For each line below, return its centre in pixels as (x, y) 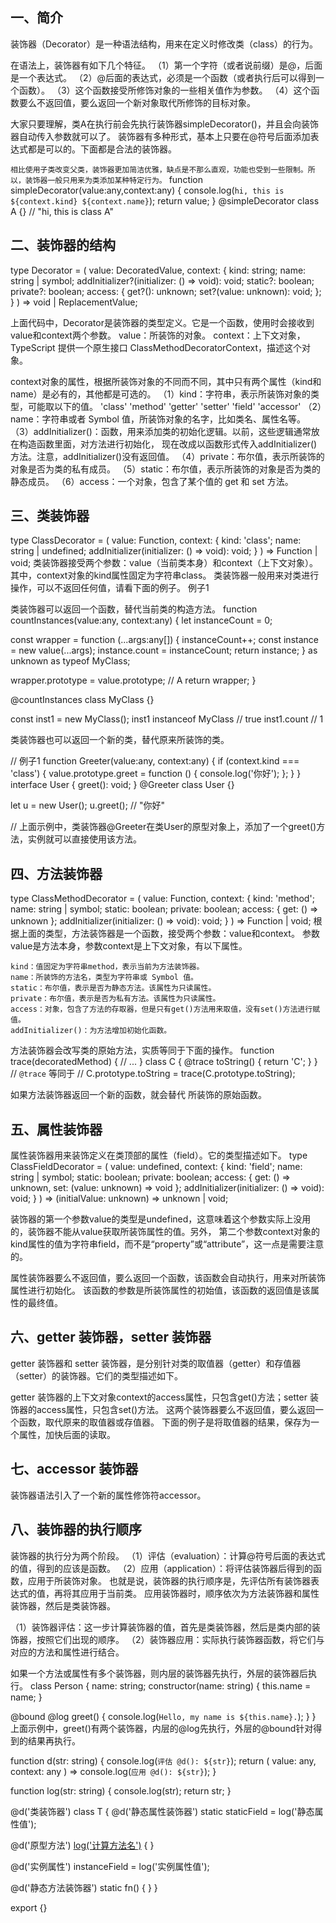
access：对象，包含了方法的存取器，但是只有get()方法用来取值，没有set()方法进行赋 (165, 1009)
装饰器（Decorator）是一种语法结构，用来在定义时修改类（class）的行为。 (164, 44)
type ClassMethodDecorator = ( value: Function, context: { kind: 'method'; (162, 899)
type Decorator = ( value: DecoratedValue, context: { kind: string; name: (158, 270)
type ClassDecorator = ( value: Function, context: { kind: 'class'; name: (156, 540)
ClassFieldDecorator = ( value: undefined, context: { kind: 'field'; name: (156, 1167)
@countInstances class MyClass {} (82, 700)
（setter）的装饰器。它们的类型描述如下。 (97, 1375)
